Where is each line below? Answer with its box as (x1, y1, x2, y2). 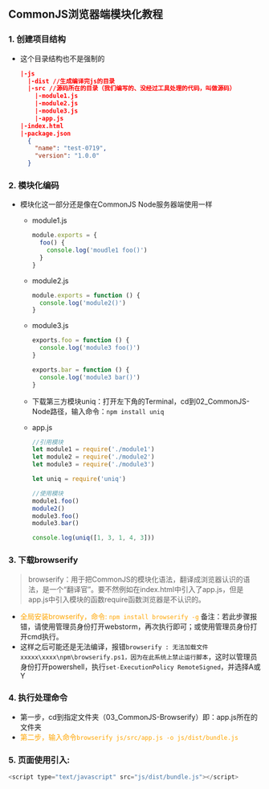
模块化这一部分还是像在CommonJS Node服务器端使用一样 (19, 199, 213, 209)
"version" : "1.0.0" (35, 152, 100, 160)
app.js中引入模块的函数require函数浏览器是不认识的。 (27, 594, 206, 604)
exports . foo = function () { (31, 336, 130, 344)
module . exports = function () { (31, 291, 141, 299)
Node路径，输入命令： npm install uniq (31, 406, 165, 416)
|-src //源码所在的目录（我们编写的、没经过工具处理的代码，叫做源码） (27, 84, 236, 92)
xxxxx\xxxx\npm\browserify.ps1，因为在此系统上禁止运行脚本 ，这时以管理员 (19, 651, 258, 661)
